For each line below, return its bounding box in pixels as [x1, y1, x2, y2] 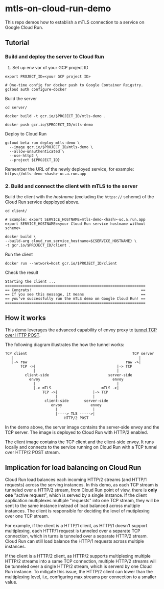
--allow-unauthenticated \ [9, 149, 65, 154]
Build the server [5, 95, 37, 101]
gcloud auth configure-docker [5, 87, 67, 92]
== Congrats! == [5, 288, 146, 293]
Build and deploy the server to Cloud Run [5, 54, 104, 60]
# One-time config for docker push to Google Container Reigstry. [5, 82, 143, 87]
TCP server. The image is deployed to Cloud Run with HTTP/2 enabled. [5, 429, 148, 435]
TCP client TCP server [5, 351, 154, 356]
